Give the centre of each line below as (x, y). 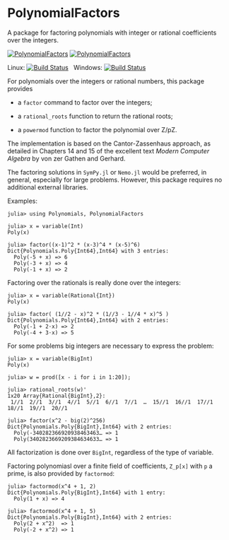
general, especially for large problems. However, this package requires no (115, 180)
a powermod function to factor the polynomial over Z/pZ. (97, 129)
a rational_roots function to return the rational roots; (95, 116)
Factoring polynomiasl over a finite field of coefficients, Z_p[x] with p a (110, 466)
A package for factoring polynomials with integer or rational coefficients (112, 33)
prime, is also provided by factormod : (61, 473)
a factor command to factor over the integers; (85, 102)
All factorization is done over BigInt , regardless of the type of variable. (111, 452)
